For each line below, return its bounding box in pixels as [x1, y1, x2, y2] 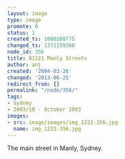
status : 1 [7, 29, 36, 36]
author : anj [7, 61, 41, 68]
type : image [7, 17, 41, 23]
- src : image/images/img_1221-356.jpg [7, 118, 118, 126]
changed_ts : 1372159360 [7, 42, 76, 49]
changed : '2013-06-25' [7, 74, 72, 81]
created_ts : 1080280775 [7, 36, 76, 43]
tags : [7, 94, 23, 100]
